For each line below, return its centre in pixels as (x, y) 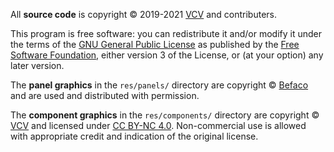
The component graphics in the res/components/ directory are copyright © (165, 115)
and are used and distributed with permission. (105, 95)
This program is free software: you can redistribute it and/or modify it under (166, 33)
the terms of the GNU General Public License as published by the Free (155, 44)
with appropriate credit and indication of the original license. (134, 136)
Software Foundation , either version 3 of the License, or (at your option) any (167, 55)
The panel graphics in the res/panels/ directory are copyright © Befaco (159, 85)
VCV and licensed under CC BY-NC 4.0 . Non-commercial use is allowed (158, 125)
